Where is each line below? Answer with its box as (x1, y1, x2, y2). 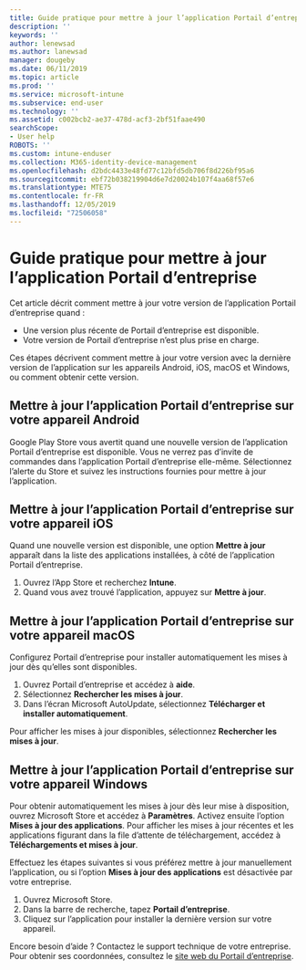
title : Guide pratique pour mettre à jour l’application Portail (9, 13, 262, 23)
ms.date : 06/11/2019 (9, 65, 88, 74)
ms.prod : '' (9, 81, 55, 90)
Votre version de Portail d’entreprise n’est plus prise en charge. (22, 334, 260, 345)
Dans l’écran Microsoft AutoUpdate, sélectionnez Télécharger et (22, 699, 266, 710)
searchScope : (9, 124, 59, 133)
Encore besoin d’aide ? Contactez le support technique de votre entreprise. (9, 941, 291, 952)
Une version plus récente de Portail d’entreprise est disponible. (22, 325, 260, 336)
